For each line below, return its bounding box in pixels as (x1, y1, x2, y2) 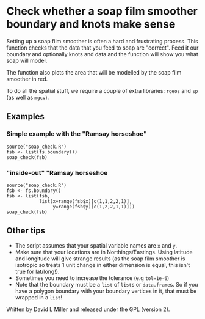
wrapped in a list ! (15, 293, 63, 301)
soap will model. (6, 57, 48, 64)
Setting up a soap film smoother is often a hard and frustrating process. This (6, 37, 198, 45)
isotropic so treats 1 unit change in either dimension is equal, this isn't (15, 261, 190, 268)
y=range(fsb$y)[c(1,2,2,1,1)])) (52, 204, 135, 210)
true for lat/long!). (15, 268, 60, 275)
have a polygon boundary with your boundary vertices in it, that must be (15, 287, 197, 295)
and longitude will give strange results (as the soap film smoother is (15, 255, 185, 262)
